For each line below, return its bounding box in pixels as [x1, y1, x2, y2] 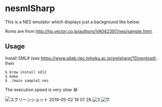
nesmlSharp [5, 3, 55, 14]
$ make [5, 74, 18, 79]
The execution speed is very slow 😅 [5, 87, 78, 92]
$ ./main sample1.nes [5, 78, 49, 83]
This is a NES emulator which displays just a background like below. [5, 19, 141, 25]
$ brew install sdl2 [5, 70, 47, 75]
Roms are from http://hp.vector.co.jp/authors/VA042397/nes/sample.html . [5, 28, 153, 34]
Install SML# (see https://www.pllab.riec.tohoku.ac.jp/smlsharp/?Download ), [5, 55, 158, 61]
